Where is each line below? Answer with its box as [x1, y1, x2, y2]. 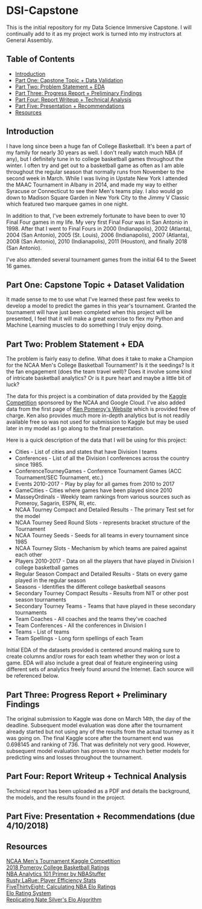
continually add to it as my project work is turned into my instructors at [6, 30, 182, 37]
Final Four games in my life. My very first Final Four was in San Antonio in [6, 218, 188, 226]
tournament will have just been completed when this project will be [6, 309, 172, 316]
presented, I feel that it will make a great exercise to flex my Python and [6, 315, 184, 323]
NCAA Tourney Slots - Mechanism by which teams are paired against [14, 545, 188, 552]
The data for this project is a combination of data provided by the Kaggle [6, 393, 187, 400]
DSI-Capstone [6, 4, 79, 18]
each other [14, 551, 42, 559]
